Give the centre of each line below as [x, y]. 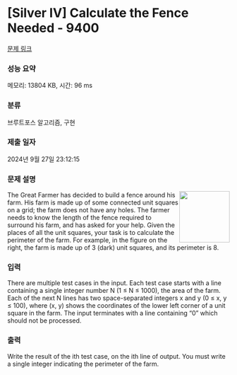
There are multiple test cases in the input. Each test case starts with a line [115, 283]
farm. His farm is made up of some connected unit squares [93, 202]
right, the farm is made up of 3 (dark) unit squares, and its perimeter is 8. [113, 248]
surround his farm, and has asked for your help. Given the [91, 225]
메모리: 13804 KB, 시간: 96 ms [50, 86]
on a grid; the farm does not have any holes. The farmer [89, 210]
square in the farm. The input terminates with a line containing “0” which [113, 313]
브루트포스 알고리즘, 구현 [41, 122]
